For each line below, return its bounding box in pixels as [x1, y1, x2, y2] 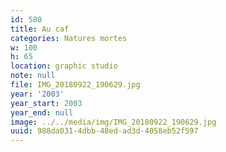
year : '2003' [10, 89, 65, 99]
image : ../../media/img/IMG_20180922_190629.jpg [10, 117, 217, 127]
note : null [10, 71, 56, 81]
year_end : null [10, 107, 74, 118]
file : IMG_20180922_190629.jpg [10, 80, 141, 90]
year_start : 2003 [10, 98, 83, 108]
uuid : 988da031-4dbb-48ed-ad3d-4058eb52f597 [10, 126, 199, 136]
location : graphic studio [10, 61, 118, 71]
